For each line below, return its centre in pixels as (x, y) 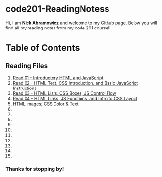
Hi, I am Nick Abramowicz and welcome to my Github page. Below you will (81, 23)
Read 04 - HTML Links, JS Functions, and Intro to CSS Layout (75, 98)
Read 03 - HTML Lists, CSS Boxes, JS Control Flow (65, 93)
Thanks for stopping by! (35, 169)
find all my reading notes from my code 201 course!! (58, 28)
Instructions (25, 88)
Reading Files (27, 66)
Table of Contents (43, 48)
